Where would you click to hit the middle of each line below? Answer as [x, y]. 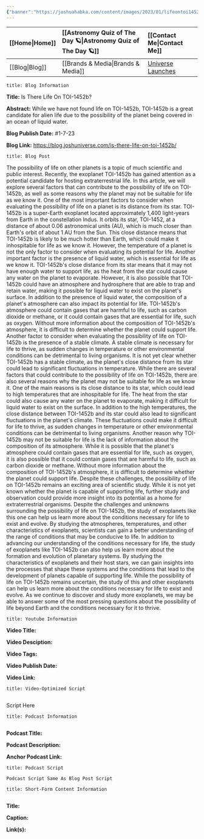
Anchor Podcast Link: [34, 757]
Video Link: [21, 678]
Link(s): [16, 829]
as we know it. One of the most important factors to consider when [90, 200]
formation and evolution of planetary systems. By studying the [84, 556]
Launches [162, 71]
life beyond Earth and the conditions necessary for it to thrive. [83, 607]
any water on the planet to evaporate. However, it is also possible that [93, 277]
